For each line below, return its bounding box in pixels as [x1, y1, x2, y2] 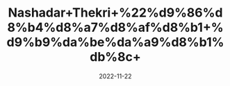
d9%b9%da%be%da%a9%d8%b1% [6, 35, 224, 50]
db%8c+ [90, 49, 141, 65]
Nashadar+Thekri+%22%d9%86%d [8, 5, 223, 21]
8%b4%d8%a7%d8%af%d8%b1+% [7, 19, 224, 35]
